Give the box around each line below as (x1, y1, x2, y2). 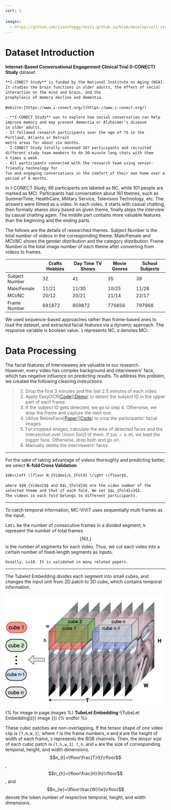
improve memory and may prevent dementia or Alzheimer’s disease (5, 120, 147, 125)
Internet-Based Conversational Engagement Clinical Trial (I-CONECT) (5, 64, 156, 70)
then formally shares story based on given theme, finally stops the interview (5, 206, 164, 213)
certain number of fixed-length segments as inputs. (5, 549, 113, 555)
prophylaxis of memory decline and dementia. (5, 95, 103, 100)
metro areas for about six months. (5, 140, 81, 145)
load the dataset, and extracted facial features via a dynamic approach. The (5, 322, 164, 328)
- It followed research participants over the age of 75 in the (5, 130, 145, 135)
